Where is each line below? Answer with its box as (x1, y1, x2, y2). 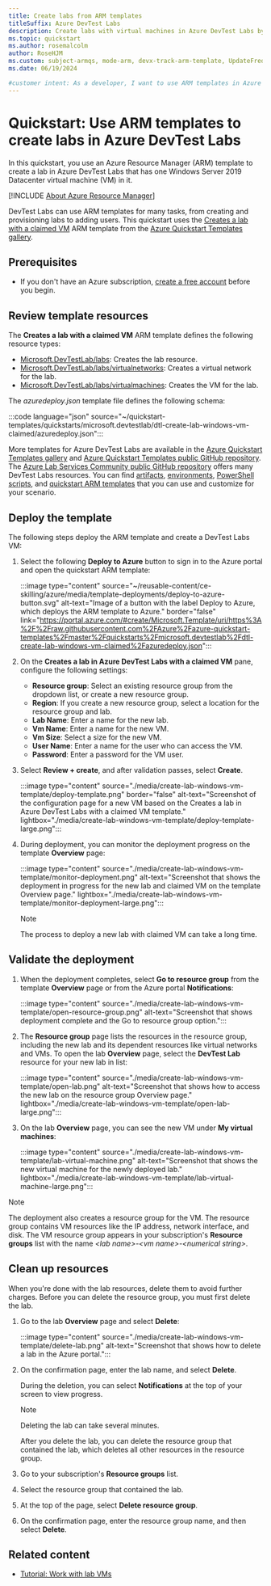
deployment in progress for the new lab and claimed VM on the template (19, 881, 261, 890)
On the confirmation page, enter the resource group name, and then (19, 1516, 247, 1525)
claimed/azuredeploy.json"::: (8, 429, 103, 439)
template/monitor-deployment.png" (19, 872, 139, 882)
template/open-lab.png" (19, 1081, 101, 1091)
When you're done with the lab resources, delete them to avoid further (8, 1283, 243, 1293)
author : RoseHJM (8, 49, 63, 57)
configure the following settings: (19, 665, 128, 675)
